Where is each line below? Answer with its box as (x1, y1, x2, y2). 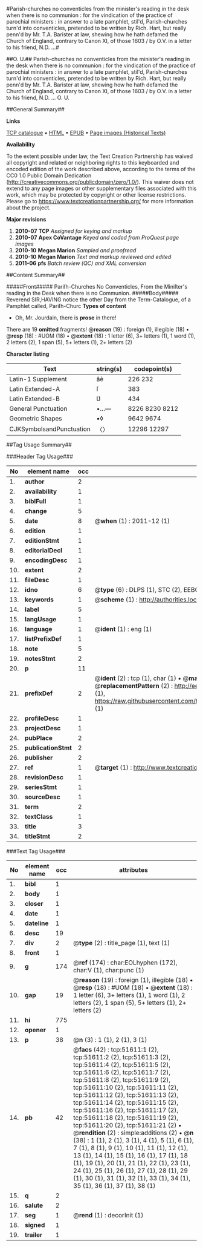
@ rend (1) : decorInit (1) (73, 1211, 144, 1219)
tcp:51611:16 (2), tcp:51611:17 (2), (73, 1106, 178, 1114)
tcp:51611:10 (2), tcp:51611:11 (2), (73, 1083, 178, 1092)
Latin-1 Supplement (9, 375, 68, 383)
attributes (118, 866, 148, 874)
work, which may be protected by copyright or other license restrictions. (6, 191, 186, 198)
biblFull (25, 497, 47, 505)
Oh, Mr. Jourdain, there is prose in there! (14, 314, 117, 321)
